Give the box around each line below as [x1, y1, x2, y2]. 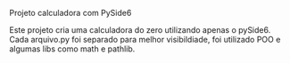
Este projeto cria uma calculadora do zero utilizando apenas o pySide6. [9, 25, 271, 35]
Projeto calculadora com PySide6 [9, 8, 132, 18]
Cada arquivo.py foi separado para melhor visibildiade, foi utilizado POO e [9, 35, 281, 44]
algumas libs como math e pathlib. [9, 43, 136, 54]
